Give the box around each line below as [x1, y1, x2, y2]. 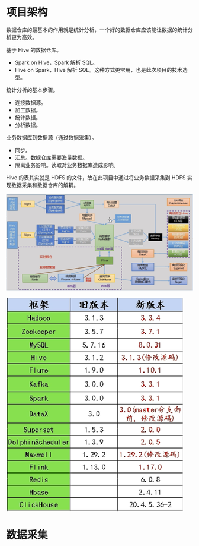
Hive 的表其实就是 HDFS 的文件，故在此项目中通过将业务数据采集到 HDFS [6, 173, 186, 181]
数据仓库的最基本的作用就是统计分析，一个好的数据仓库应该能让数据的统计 [6, 26, 188, 33]
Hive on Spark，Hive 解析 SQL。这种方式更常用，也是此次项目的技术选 [14, 66, 188, 73]
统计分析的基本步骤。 [6, 86, 58, 93]
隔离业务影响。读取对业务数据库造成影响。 [14, 161, 119, 168]
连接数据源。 [14, 99, 46, 106]
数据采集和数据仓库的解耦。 [11, 181, 79, 188]
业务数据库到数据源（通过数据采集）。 [6, 134, 97, 141]
